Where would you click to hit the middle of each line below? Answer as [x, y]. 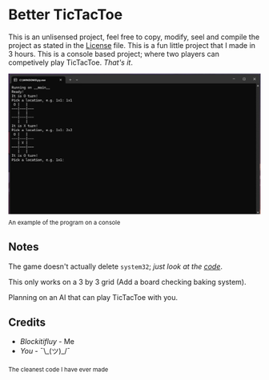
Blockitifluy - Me [47, 342]
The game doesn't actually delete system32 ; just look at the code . [115, 266]
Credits [27, 322]
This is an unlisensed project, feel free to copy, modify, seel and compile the [134, 37]
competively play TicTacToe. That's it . [71, 62]
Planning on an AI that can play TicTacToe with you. [93, 297]
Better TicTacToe [65, 15]
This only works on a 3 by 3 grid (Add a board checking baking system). [127, 282]
